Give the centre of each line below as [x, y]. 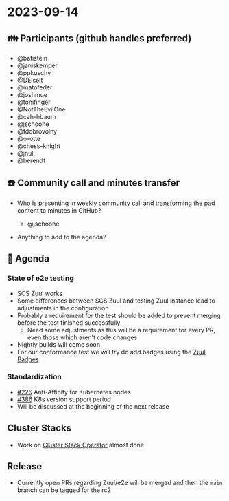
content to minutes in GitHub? [59, 210]
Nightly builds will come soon [59, 344]
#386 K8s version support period [64, 399]
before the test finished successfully [69, 322]
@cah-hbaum [36, 117]
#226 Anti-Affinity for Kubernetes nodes [74, 392]
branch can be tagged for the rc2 [64, 490]
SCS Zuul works [40, 293]
